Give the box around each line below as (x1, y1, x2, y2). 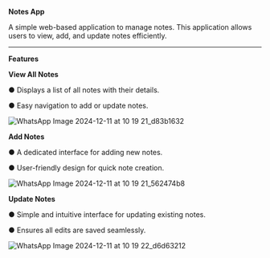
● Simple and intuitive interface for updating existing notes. (8, 210, 207, 219)
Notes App (8, 7, 45, 16)
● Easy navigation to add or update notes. (8, 100, 149, 110)
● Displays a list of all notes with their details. (8, 85, 160, 95)
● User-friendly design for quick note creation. (8, 163, 165, 172)
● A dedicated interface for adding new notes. (8, 148, 163, 157)
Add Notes (8, 132, 45, 141)
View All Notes (8, 70, 59, 79)
